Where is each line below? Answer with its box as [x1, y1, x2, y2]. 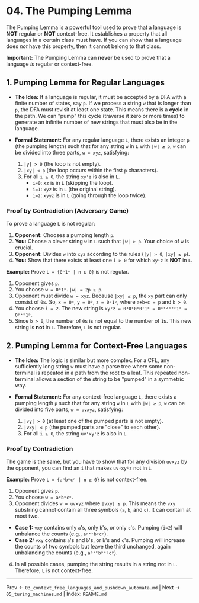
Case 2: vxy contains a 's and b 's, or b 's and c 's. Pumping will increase [14, 537, 185, 544]
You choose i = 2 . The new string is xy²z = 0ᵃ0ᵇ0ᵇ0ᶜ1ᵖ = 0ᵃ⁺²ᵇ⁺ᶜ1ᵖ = [14, 305, 188, 312]
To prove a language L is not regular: [6, 220, 96, 227]
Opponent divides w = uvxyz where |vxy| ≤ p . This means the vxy [14, 500, 176, 507]
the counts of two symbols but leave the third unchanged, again [14, 543, 171, 550]
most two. [14, 512, 40, 519]
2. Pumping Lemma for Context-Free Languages [6, 341, 188, 351]
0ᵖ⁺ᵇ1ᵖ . [14, 311, 33, 318]
